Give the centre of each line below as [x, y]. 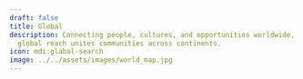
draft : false [34, 18]
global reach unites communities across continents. [120, 43]
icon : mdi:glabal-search [56, 52]
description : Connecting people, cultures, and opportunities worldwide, [152, 35]
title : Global [36, 26]
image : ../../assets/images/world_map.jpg [91, 60]
